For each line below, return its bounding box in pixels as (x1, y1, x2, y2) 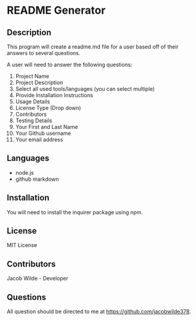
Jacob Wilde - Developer (7, 275, 68, 282)
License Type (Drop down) (15, 104, 81, 111)
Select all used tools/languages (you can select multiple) (15, 85, 155, 92)
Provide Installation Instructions (15, 92, 93, 98)
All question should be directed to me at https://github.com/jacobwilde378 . (7, 308, 191, 315)
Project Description (15, 79, 63, 86)
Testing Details (15, 117, 53, 124)
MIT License (7, 242, 38, 249)
